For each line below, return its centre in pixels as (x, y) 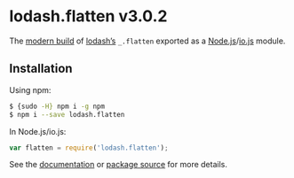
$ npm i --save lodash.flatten (67, 114)
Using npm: (30, 89)
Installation (41, 69)
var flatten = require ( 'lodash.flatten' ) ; (89, 148)
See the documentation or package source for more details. (119, 165)
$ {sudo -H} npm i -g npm (57, 106)
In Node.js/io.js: (38, 131)
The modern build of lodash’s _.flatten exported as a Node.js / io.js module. (147, 41)
